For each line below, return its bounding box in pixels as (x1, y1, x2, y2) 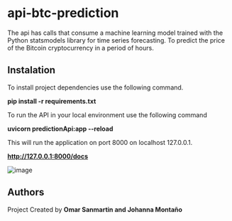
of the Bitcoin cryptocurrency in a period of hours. (7, 43, 154, 52)
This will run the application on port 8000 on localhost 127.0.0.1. (7, 138, 193, 146)
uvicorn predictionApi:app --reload (7, 124, 114, 133)
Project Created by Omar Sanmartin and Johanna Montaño (7, 205, 183, 214)
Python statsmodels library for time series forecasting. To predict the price (7, 36, 226, 44)
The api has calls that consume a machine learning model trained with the (7, 28, 223, 37)
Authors (7, 186, 45, 198)
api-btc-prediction (7, 5, 119, 21)
